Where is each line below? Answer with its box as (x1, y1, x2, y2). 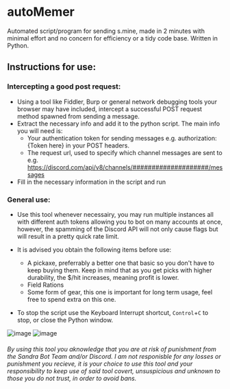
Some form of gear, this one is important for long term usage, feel (27, 287, 213, 296)
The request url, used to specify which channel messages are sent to (27, 148, 222, 156)
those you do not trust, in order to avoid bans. (7, 374, 137, 382)
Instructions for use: (7, 61, 97, 73)
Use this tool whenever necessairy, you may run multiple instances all (16, 210, 214, 218)
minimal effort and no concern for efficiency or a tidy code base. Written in (7, 34, 218, 42)
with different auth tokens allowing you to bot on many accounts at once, (16, 217, 223, 226)
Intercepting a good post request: (7, 82, 121, 91)
